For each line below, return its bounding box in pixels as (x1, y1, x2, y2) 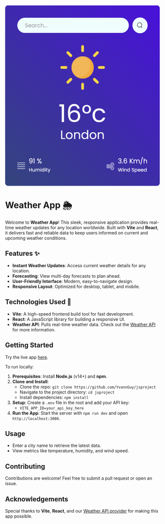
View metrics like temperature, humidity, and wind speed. (12, 448, 129, 454)
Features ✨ (5, 249, 40, 258)
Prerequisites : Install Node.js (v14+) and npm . (12, 373, 107, 379)
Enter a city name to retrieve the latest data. (12, 443, 101, 448)
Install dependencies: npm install (19, 394, 89, 400)
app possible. (5, 513, 33, 519)
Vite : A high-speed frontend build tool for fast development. (12, 311, 134, 317)
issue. (5, 481, 17, 486)
